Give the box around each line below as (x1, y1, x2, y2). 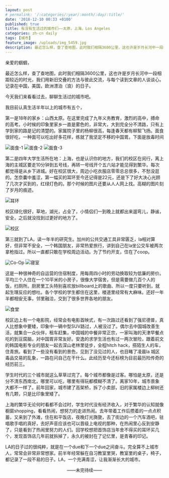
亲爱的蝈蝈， (5, 59, 32, 66)
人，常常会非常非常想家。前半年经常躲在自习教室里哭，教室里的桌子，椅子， (5, 450, 164, 456)
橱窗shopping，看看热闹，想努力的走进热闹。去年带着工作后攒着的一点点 (5, 407, 157, 414)
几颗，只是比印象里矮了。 (9, 391, 63, 397)
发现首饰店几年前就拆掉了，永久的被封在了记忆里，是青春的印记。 (14, 433, 151, 439)
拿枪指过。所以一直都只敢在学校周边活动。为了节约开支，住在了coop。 (5, 248, 152, 255)
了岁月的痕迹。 (5, 187, 36, 193)
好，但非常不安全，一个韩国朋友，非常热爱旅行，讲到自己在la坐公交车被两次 (5, 242, 163, 248)
